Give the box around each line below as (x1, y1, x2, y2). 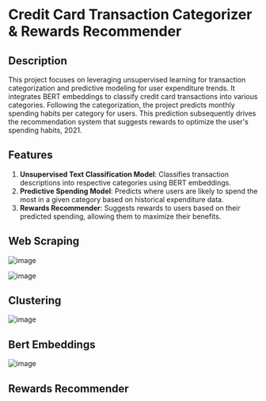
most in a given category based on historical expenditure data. (19, 194, 224, 204)
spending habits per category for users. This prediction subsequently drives (8, 109, 256, 118)
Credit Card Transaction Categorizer (8, 6, 253, 24)
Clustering (8, 294, 62, 307)
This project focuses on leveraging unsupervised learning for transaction (8, 75, 246, 84)
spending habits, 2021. (8, 125, 82, 135)
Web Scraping (8, 235, 80, 248)
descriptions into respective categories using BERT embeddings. (19, 178, 231, 187)
